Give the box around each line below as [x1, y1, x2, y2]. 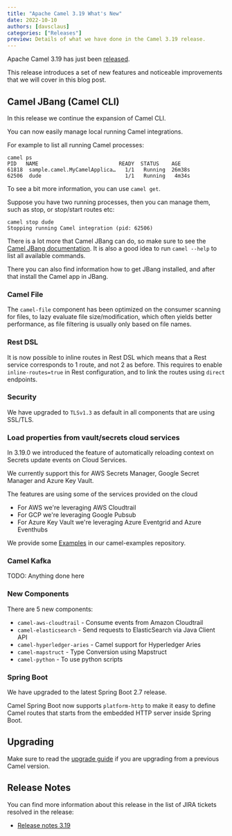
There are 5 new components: [7, 605, 93, 613]
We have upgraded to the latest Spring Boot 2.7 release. [7, 688, 168, 696]
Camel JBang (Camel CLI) [7, 96, 120, 107]
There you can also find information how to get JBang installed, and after [7, 264, 216, 273]
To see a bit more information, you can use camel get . [7, 184, 161, 192]
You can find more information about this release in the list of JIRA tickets [7, 800, 217, 808]
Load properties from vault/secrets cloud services [7, 433, 180, 442]
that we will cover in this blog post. [7, 75, 107, 84]
